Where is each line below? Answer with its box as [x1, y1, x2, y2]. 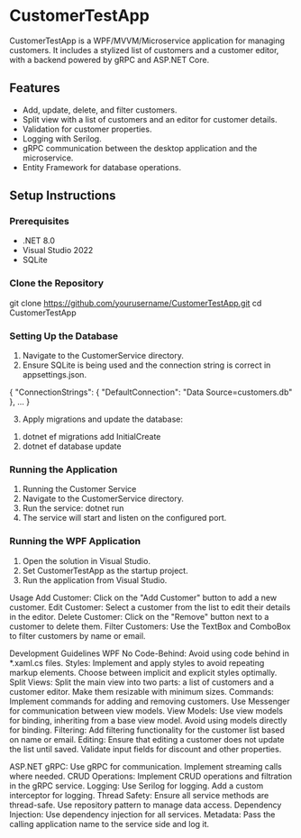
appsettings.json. [22, 369, 87, 380]
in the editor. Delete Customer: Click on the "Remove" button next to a [9, 611, 269, 622]
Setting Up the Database [9, 330, 119, 342]
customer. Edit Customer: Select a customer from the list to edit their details [9, 601, 291, 613]
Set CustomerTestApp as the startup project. [22, 565, 188, 576]
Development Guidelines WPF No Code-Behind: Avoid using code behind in [9, 648, 290, 659]
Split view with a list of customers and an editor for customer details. [22, 114, 278, 124]
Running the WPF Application [9, 535, 141, 548]
